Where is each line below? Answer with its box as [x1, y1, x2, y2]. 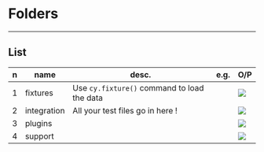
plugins [24, 117, 53, 128]
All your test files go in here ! [72, 105, 178, 116]
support [24, 131, 54, 142]
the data [72, 92, 104, 103]
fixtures [24, 87, 53, 98]
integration [24, 105, 65, 116]
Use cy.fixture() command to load [72, 82, 204, 93]
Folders [8, 5, 59, 23]
